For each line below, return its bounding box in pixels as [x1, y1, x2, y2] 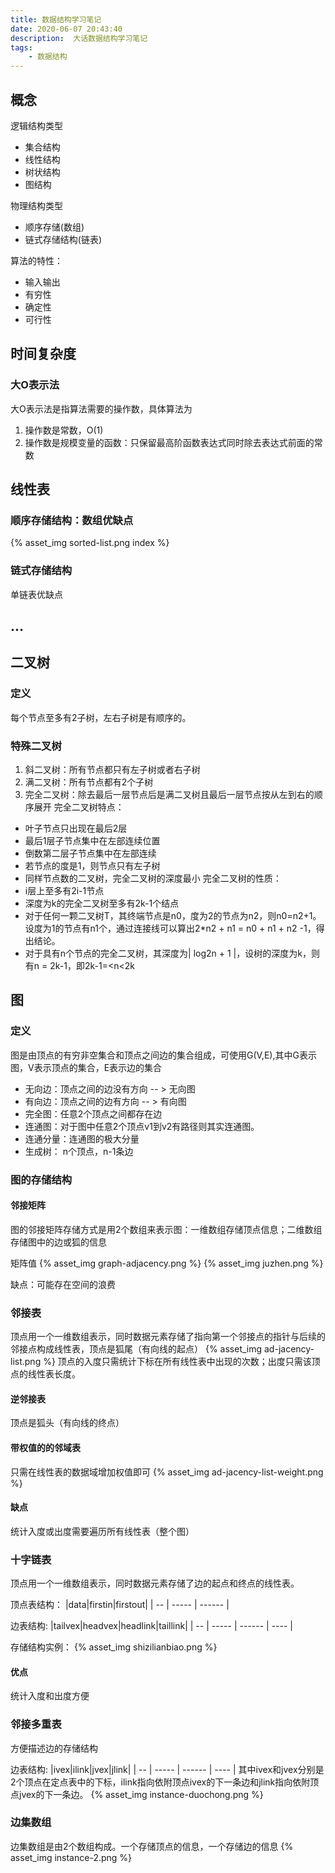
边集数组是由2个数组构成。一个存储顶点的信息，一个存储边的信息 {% [10, 1840, 294, 1852]
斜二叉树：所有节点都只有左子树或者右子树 [24, 763, 201, 775]
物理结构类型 [10, 199, 63, 211]
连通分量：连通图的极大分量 [24, 1132, 140, 1145]
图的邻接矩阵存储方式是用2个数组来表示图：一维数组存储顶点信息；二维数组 [10, 1223, 323, 1235]
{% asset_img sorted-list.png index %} [10, 537, 170, 549]
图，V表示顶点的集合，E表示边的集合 [10, 1061, 163, 1073]
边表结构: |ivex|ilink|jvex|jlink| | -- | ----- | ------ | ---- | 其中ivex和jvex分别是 [10, 1763, 325, 1775]
